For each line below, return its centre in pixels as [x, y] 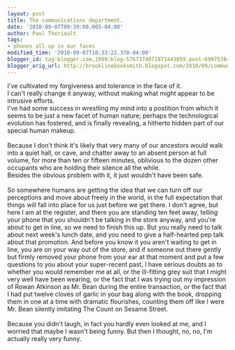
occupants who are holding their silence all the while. [84, 167]
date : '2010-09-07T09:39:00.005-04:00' [65, 27]
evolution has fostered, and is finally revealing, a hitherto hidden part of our [116, 122]
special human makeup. [42, 130]
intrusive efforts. [31, 100]
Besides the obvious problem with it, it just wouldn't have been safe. [106, 175]
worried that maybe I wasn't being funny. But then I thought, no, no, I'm [110, 331]
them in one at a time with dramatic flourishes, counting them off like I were [116, 301]
